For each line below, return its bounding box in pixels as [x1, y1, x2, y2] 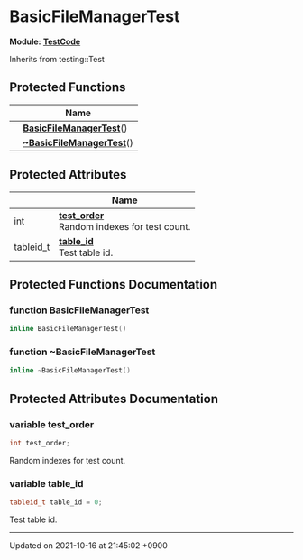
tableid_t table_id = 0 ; [9, 498, 103, 507]
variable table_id [9, 477, 84, 490]
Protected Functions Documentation [9, 277, 218, 292]
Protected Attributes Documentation [9, 390, 219, 407]
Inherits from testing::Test [9, 53, 106, 64]
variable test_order [9, 418, 95, 430]
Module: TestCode [9, 36, 81, 47]
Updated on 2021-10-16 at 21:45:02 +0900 [9, 540, 169, 551]
